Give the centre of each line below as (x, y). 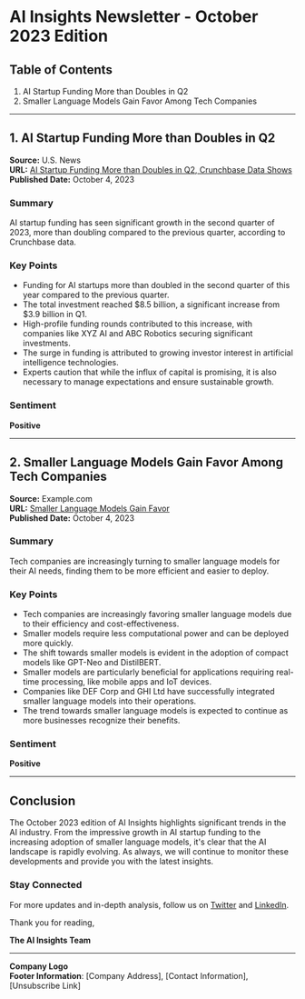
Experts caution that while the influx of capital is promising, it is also (149, 372)
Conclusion (43, 800)
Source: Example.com (51, 498)
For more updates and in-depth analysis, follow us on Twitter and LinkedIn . (149, 904)
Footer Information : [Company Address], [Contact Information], (129, 975)
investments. (46, 344)
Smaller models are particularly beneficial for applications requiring (148, 672)
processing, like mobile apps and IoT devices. (126, 682)
